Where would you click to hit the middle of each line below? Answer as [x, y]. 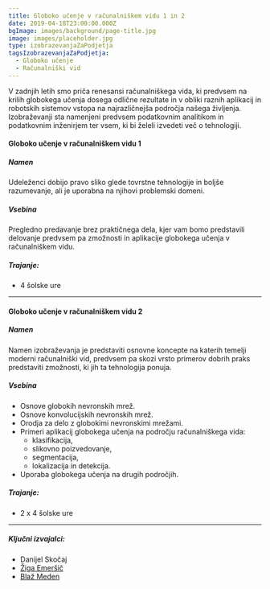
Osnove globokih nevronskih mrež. [78, 406]
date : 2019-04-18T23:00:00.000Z [62, 23]
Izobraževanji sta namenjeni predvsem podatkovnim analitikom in [116, 117]
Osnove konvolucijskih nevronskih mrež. [87, 414]
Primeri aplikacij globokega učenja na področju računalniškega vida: [133, 431]
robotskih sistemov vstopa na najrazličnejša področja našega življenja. [125, 108]
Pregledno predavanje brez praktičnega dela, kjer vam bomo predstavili [127, 229]
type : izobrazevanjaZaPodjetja [61, 46]
